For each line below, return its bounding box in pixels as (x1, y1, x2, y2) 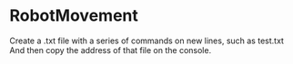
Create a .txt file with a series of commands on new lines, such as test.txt (9, 35, 285, 46)
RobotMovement (9, 5, 138, 26)
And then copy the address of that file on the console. (9, 44, 212, 55)
